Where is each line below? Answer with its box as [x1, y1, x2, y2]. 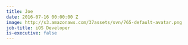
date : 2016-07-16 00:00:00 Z [6, 14, 79, 20]
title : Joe [6, 8, 33, 15]
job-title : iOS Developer [6, 25, 70, 31]
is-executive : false [6, 30, 58, 36]
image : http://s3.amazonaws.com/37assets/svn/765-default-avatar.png [6, 19, 183, 25]
